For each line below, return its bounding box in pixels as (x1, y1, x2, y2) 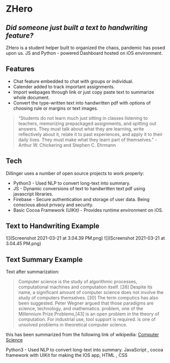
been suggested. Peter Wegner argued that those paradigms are (18, 300, 154, 306)
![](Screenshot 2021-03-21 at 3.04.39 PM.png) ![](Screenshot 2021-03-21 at (6, 235, 165, 241)
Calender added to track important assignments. (13, 83, 115, 89)
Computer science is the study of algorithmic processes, (18, 279, 137, 285)
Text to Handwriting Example (6, 222, 100, 230)
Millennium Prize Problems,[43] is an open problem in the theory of (18, 311, 159, 317)
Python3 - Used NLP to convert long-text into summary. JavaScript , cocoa (6, 347, 163, 353)
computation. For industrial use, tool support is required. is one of (18, 316, 156, 322)
